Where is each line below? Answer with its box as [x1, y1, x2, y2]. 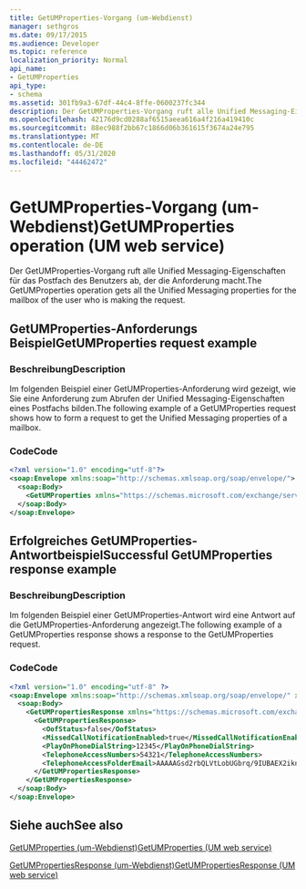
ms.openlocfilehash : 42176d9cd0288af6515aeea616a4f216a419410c [9, 115, 255, 124]
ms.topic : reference [9, 47, 88, 57]
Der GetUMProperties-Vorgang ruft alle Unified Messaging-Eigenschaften [9, 265, 286, 276]
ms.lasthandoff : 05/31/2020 [9, 149, 117, 158]
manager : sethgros [9, 22, 79, 31]
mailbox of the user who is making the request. [9, 295, 186, 305]
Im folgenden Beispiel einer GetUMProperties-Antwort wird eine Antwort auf [9, 610, 296, 621]
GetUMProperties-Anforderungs [9, 321, 198, 336]
